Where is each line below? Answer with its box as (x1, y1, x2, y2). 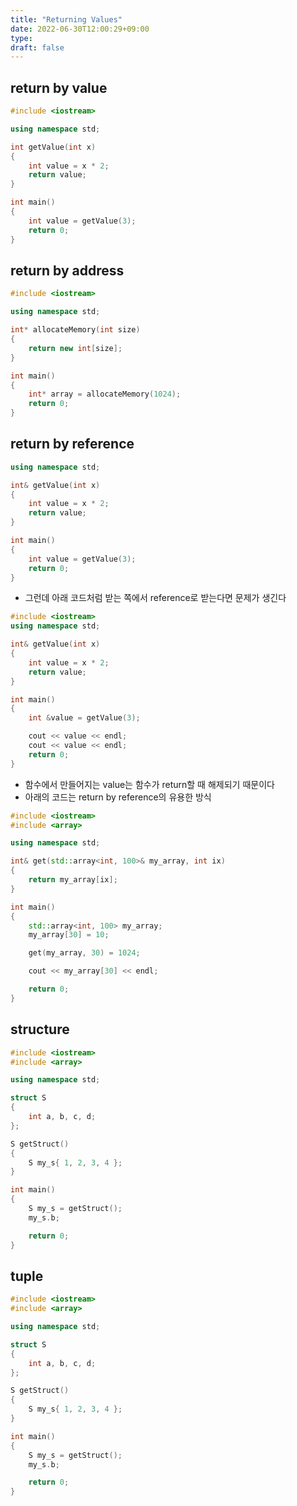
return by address (10, 262, 125, 279)
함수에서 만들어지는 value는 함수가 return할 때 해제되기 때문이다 (24, 778, 275, 790)
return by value (10, 79, 108, 96)
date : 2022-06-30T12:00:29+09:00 (10, 24, 150, 34)
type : (10, 33, 33, 43)
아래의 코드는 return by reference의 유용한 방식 (24, 791, 212, 803)
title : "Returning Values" (10, 14, 123, 25)
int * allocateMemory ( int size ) (10, 325, 141, 335)
